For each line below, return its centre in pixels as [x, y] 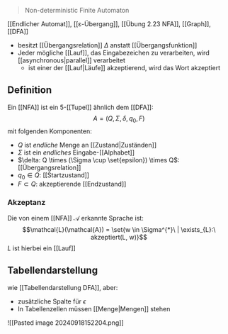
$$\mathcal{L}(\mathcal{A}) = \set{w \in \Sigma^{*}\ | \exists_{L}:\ [119, 229]
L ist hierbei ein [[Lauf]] [41, 248]
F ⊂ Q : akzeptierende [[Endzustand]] [72, 184]
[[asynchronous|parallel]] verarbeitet [71, 60]
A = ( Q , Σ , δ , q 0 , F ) [119, 119]
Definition [29, 90]
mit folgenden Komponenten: [50, 131]
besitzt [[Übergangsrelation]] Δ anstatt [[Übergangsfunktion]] [107, 45]
